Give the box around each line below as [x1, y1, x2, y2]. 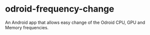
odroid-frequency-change [5, 3, 114, 15]
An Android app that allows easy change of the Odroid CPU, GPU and [5, 19, 146, 25]
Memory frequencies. [5, 24, 49, 30]
